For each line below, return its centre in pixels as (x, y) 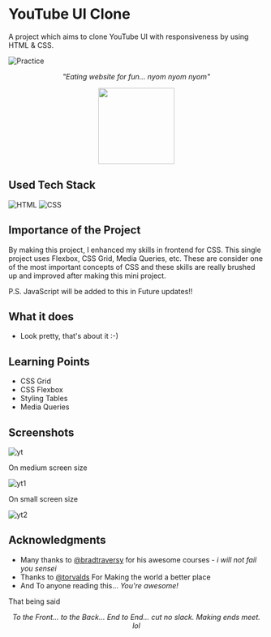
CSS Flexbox (41, 390)
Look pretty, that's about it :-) (69, 336)
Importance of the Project (75, 231)
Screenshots (41, 432)
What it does (41, 316)
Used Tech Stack (52, 185)
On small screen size (43, 499)
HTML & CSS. (31, 45)
